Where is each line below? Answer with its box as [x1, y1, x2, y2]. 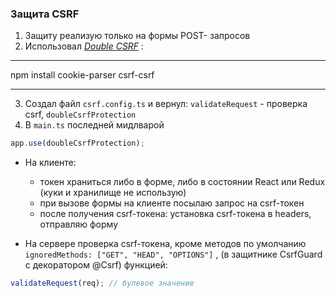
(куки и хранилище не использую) [39, 187, 187, 199]
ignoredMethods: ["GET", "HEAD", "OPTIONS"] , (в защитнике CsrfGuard [24, 248, 323, 261]
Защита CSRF [10, 7, 80, 21]
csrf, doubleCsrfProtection [24, 108, 137, 121]
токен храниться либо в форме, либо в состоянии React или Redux [39, 176, 326, 188]
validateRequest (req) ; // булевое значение [10, 278, 195, 289]
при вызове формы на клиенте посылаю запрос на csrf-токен [39, 197, 305, 209]
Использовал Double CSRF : [24, 40, 145, 52]
